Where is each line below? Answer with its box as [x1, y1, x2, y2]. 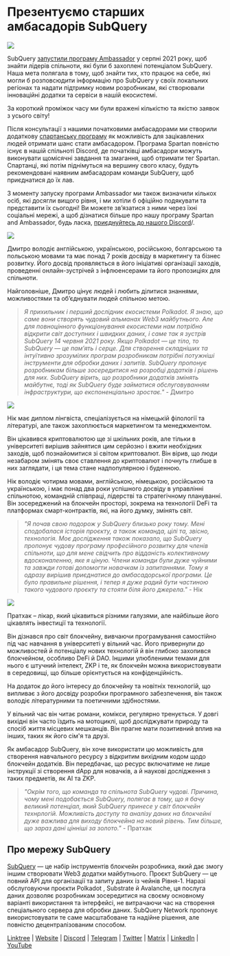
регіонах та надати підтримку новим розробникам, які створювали [7, 83, 205, 91]
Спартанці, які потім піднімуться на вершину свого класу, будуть [7, 161, 199, 169]
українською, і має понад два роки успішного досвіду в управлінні [7, 484, 204, 492]
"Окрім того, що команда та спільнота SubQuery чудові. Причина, [23, 787, 219, 795]
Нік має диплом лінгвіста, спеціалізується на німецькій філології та [7, 413, 205, 422]
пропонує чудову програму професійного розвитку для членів [23, 541, 208, 549]
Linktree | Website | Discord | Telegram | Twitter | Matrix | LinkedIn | [7, 933, 199, 942]
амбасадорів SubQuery [7, 19, 148, 34]
